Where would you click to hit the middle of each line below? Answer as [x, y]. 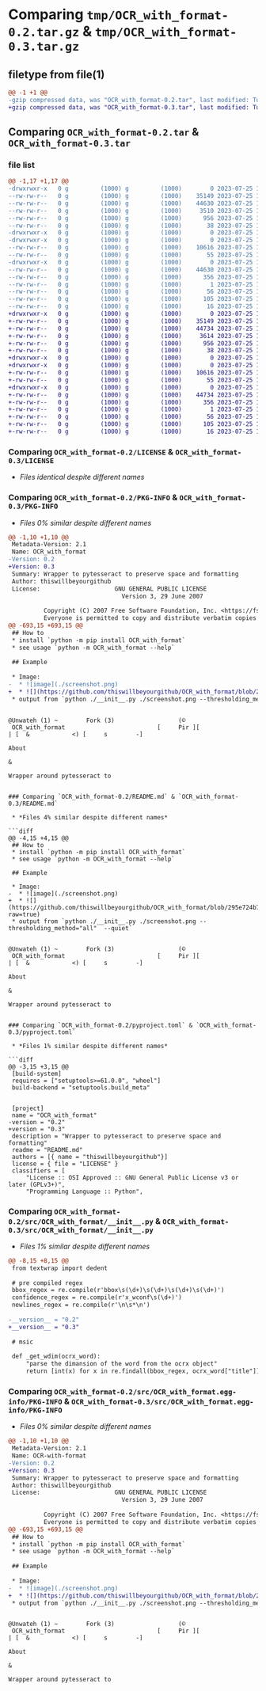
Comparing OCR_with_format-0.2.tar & [104, 132]
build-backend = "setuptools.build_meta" [81, 1087]
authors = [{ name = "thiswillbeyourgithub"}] [90, 1157]
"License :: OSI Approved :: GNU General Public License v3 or [132, 1177]
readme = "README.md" [47, 1149]
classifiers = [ [38, 1170]
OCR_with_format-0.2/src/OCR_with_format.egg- [145, 1392]
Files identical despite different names [82, 477]
